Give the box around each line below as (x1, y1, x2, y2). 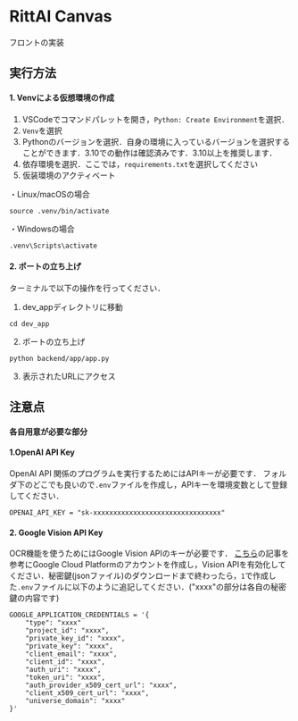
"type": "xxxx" (25, 618, 82, 627)
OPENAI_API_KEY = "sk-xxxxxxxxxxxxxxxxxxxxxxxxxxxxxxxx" (9, 507, 226, 517)
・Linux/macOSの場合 (9, 189, 91, 199)
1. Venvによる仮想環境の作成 (9, 92, 114, 103)
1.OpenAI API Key (9, 447, 76, 457)
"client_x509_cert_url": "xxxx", (25, 689, 150, 698)
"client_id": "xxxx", (25, 658, 105, 667)
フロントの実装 (9, 37, 64, 47)
